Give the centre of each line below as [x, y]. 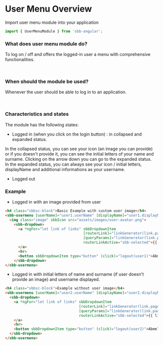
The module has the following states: [42, 124]
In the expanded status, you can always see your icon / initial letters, [73, 164]
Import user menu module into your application [52, 22]
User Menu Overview [49, 9]
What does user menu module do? [46, 44]
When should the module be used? [47, 82]
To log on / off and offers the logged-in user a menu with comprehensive [78, 54]
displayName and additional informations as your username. [65, 169]
